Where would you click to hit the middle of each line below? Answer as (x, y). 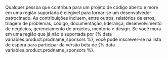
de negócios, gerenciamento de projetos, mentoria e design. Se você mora (83, 29)
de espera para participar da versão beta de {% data (60, 45)
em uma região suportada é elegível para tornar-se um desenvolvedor (78, 13)
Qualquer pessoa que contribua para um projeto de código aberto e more (82, 7)
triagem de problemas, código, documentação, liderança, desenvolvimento (83, 23)
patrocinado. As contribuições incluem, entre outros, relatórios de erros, (80, 18)
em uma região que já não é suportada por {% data (59, 34)
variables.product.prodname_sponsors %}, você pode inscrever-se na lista (83, 39)
